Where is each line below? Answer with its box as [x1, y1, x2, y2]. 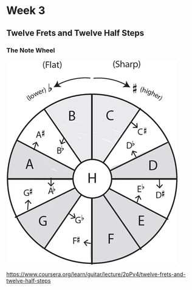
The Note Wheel [6, 46, 55, 55]
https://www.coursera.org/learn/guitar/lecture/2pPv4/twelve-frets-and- [6, 271, 186, 278]
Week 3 [6, 4, 46, 18]
